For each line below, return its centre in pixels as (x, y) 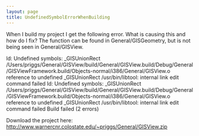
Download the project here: (40, 120)
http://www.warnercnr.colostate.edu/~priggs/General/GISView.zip (87, 126)
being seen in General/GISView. (45, 47)
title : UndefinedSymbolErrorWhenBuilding (58, 17)
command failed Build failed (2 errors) (53, 109)
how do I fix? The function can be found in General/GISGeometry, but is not (98, 40)
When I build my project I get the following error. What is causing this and (96, 34)
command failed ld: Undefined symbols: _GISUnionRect (74, 83)
